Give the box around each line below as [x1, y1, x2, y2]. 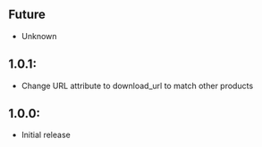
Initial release [21, 129, 71, 141]
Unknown [21, 30, 57, 41]
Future [8, 7, 46, 22]
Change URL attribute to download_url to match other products [21, 80, 254, 91]
